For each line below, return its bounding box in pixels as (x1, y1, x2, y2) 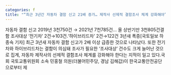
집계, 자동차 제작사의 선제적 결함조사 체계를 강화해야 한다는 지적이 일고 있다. (10, 51, 161, 58)
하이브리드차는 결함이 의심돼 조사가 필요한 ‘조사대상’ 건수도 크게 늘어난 (14, 45, 154, 51)
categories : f (5, 7, 36, 13)
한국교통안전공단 (129, 58, 162, 64)
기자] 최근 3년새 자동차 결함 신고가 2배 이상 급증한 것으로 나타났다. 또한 (14, 39, 156, 45)
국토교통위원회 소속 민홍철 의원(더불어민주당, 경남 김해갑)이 (10, 58, 128, 64)
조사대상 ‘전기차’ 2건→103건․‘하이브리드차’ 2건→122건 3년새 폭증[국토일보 (10, 33, 159, 39)
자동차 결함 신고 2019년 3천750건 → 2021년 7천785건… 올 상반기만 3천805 (5, 26, 156, 33)
